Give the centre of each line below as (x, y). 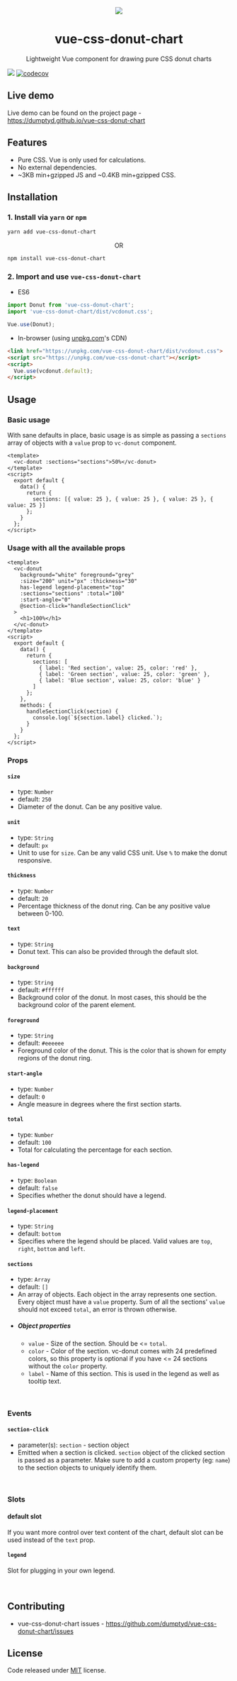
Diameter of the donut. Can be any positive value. (90, 807)
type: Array (34, 1280)
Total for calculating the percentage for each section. (95, 1150)
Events (19, 1414)
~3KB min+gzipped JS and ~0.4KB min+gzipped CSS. (97, 174)
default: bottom (39, 1233)
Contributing (36, 1607)
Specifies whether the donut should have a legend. (92, 1196)
